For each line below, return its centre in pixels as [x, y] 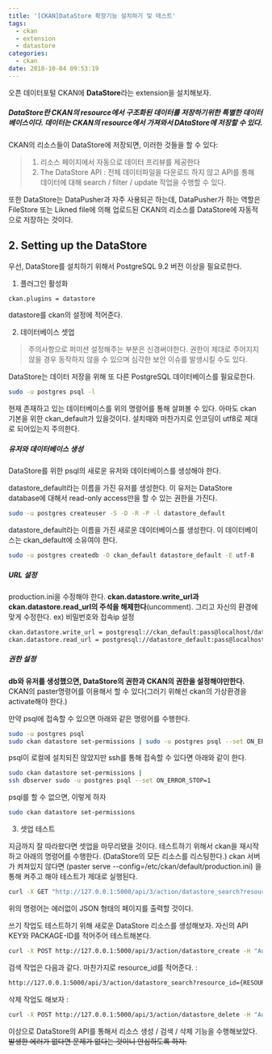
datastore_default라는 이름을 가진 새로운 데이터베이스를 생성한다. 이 [116, 530]
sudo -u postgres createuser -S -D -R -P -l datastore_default [117, 514]
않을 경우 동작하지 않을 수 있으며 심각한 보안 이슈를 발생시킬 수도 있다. [138, 359]
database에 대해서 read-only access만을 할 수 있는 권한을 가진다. [113, 498]
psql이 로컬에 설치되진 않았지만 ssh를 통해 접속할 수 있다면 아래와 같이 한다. [128, 758]
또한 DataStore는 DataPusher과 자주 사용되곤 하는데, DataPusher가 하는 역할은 [134, 199]
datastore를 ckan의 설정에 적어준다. [65, 315]
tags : [17, 23]
